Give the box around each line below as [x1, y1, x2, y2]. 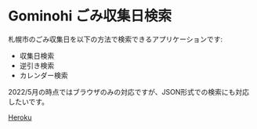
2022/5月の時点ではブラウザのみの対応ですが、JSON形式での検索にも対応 [8, 87, 249, 96]
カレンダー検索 [19, 70, 68, 80]
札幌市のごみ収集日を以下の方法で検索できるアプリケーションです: [8, 34, 223, 44]
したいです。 [8, 97, 49, 106]
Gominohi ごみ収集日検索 [8, 7, 172, 25]
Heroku [8, 113, 32, 122]
